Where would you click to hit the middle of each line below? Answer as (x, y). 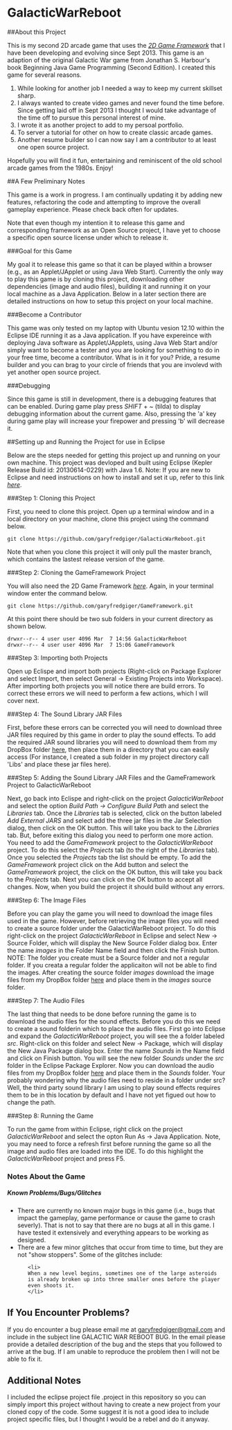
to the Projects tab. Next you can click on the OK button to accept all (105, 879)
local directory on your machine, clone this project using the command (108, 519)
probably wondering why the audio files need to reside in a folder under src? (116, 1080)
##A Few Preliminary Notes (46, 181)
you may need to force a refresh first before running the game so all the (109, 1143)
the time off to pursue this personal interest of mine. (91, 117)
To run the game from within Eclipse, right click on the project (95, 1129)
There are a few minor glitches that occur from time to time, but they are (120, 1247)
